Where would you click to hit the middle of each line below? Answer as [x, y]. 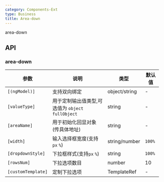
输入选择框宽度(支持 [75, 139]
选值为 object [68, 109]
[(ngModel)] [21, 91]
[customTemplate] [28, 172]
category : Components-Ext [31, 9]
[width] [16, 141]
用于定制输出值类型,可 [77, 101]
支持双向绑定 [67, 92]
